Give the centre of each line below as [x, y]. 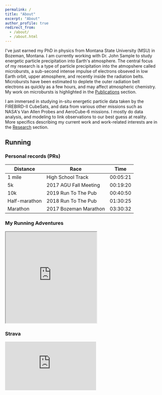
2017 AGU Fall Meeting [73, 185]
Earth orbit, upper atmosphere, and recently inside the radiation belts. [75, 76]
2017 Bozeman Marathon [76, 209]
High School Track [67, 177]
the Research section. [27, 127]
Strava [13, 334]
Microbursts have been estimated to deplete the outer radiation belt [73, 81]
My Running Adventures [34, 223]
